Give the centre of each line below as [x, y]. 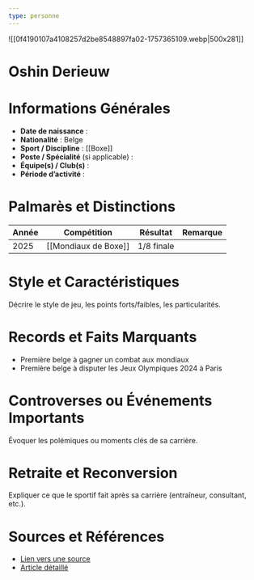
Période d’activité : [52, 174]
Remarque [202, 232]
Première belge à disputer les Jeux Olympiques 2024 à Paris [121, 368]
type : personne [34, 16]
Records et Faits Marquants [103, 337]
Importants [47, 418]
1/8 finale [156, 246]
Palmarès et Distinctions [92, 206]
